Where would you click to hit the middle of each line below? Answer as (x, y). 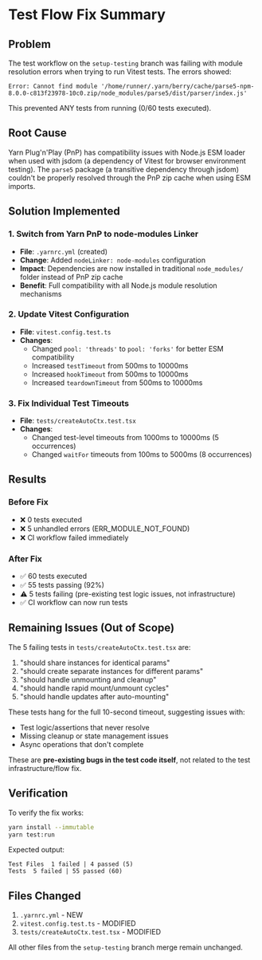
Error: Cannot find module (53, 86)
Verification (38, 794)
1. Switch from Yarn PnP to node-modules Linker (104, 234)
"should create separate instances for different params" (111, 671)
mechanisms (41, 293)
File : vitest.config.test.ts (65, 332)
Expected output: (37, 850)
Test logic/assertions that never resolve (84, 727)
